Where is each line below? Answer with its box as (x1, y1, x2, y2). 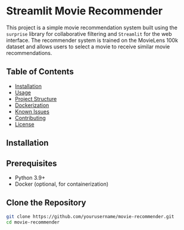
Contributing (14, 114, 46, 121)
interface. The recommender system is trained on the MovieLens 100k (6, 36, 179, 44)
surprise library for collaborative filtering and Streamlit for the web (6, 30, 172, 37)
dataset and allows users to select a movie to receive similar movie (6, 43, 170, 50)
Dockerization (14, 102, 49, 109)
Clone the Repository (6, 198, 86, 208)
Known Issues (14, 108, 49, 115)
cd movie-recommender (6, 219, 60, 225)
